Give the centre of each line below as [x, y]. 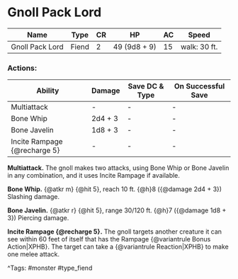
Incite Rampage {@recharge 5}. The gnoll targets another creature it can [114, 232]
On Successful [199, 86]
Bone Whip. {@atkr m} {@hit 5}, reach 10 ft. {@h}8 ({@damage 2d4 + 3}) [114, 189]
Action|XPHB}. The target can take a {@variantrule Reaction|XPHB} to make [118, 247]
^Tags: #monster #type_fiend [50, 268]
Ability [48, 91]
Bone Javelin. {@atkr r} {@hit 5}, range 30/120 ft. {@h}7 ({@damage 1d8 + [117, 210]
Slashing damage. [34, 197]
